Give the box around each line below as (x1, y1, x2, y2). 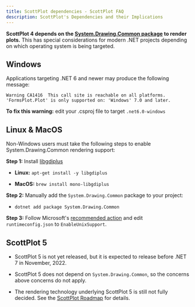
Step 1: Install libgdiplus (6, 158, 63, 165)
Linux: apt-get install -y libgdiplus (14, 169, 108, 176)
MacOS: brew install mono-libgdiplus (14, 181, 110, 188)
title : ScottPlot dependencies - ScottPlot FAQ (6, 8, 124, 15)
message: (6, 81, 30, 88)
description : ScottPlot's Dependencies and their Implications (6, 14, 163, 20)
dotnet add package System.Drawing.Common (14, 204, 120, 211)
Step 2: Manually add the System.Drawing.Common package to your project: (6, 192, 184, 199)
